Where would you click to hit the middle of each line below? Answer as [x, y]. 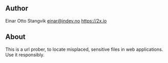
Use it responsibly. [25, 55]
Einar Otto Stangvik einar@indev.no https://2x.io [56, 20]
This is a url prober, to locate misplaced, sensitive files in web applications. [84, 49]
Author [17, 8]
